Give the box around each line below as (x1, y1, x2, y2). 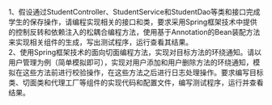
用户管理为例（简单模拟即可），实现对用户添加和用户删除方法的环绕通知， (8, 57, 253, 67)
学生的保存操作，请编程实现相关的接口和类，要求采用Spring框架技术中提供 (8, 17, 257, 27)
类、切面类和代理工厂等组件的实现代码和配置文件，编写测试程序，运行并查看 (8, 78, 264, 87)
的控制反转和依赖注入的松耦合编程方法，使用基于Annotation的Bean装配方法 (8, 27, 261, 36)
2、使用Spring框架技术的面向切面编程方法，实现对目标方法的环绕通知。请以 (8, 48, 261, 57)
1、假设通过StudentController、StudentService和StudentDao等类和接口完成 (8, 7, 261, 16)
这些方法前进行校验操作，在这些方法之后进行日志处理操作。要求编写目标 (22, 68, 264, 77)
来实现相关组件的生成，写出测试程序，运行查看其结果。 (8, 37, 193, 47)
